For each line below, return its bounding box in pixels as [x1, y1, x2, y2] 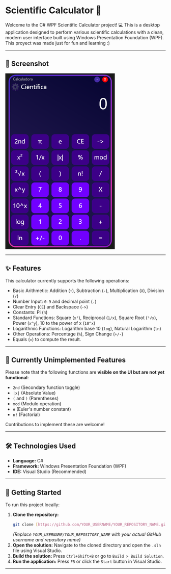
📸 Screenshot [5, 60, 49, 68]
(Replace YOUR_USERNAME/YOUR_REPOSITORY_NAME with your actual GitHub [12, 531, 161, 537]
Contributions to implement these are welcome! [5, 422, 105, 428]
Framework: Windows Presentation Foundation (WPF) [12, 463, 127, 469]
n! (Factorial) [12, 411, 40, 418]
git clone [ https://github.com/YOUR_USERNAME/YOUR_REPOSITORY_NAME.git [12, 522, 168, 527]
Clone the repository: [12, 512, 59, 517]
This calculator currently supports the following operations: [5, 277, 130, 283]
